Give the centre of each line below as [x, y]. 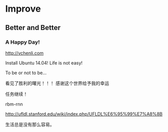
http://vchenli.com [24, 53]
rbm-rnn [14, 104]
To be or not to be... [26, 73]
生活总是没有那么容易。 [30, 124]
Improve [23, 9]
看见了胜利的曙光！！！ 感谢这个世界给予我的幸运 [57, 83]
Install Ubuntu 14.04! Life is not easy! [44, 63]
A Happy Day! [23, 42]
